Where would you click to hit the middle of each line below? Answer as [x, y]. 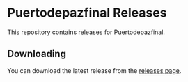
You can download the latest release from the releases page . [94, 70]
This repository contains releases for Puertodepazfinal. [86, 32]
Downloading [37, 54]
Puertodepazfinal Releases [87, 13]
